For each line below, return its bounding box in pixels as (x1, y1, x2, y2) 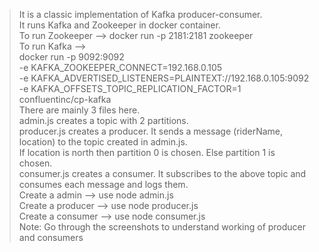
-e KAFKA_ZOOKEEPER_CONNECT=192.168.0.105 (18, 62, 223, 73)
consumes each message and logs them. (18, 179, 189, 190)
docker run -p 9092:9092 (18, 51, 125, 63)
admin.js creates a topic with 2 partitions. (18, 115, 189, 126)
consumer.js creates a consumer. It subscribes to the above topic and (18, 168, 307, 179)
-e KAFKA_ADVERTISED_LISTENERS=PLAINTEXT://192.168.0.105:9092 (18, 72, 310, 84)
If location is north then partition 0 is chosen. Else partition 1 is (18, 147, 276, 158)
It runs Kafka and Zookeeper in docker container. (18, 19, 221, 31)
